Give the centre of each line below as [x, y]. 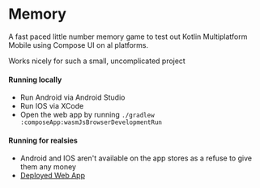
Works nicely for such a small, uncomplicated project [97, 61]
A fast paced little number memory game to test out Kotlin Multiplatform [128, 36]
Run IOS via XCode [52, 106]
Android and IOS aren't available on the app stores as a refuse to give [136, 158]
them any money [48, 167]
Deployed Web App [52, 176]
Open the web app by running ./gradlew [87, 115]
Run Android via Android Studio [72, 97]
